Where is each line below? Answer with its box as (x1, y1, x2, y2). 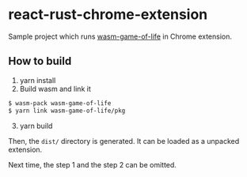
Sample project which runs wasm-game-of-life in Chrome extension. (8, 32, 232, 41)
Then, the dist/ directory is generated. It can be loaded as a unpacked (8, 136, 240, 145)
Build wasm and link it (19, 84, 91, 93)
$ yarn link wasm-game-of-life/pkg (8, 107, 126, 115)
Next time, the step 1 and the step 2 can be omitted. (8, 160, 177, 169)
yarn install (19, 75, 56, 85)
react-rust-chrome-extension (8, 6, 208, 24)
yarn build (19, 121, 53, 130)
